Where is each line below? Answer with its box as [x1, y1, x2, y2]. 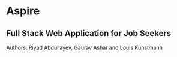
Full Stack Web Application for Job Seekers [6, 28, 172, 38]
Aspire [6, 4, 40, 18]
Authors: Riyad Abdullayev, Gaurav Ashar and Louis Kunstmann [6, 44, 163, 51]
